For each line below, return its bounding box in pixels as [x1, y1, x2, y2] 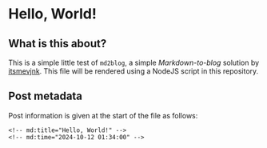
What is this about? [8, 37, 107, 50]
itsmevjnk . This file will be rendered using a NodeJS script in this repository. [8, 66, 259, 76]
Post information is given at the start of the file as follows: [8, 110, 198, 120]
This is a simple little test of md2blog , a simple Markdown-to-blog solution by [8, 58, 260, 67]
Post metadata [8, 90, 82, 103]
